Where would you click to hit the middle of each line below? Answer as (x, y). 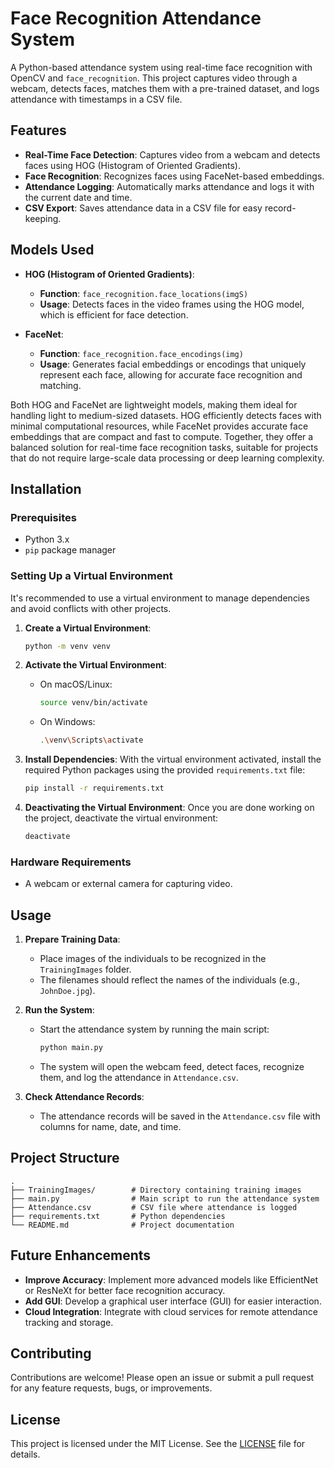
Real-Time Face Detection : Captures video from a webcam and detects (172, 154)
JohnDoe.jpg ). (67, 991)
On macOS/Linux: (76, 684)
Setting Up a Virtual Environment (91, 576)
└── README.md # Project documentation (122, 1225)
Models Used (52, 250)
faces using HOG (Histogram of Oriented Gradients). (133, 165)
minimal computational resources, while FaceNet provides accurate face (159, 426)
